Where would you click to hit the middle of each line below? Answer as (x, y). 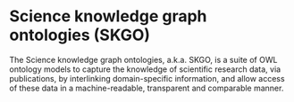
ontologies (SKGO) (80, 35)
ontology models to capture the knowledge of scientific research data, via (145, 69)
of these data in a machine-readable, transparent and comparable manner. (147, 88)
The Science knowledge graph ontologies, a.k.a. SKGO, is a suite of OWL (143, 59)
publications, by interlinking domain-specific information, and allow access (147, 78)
